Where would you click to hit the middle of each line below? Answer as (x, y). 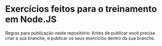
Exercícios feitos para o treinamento (81, 9)
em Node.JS (31, 19)
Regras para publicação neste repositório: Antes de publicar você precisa (80, 33)
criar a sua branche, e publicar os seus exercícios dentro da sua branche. (80, 38)
